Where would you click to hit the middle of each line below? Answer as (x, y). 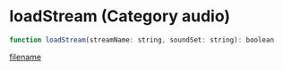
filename (26, 57)
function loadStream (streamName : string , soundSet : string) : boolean (142, 40)
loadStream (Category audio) (120, 16)
